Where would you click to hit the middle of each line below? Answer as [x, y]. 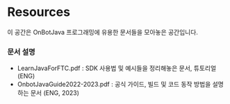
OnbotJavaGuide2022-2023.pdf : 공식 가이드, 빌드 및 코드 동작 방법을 [114, 85]
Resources [39, 12]
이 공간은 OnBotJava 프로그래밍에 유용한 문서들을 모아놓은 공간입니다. [102, 32]
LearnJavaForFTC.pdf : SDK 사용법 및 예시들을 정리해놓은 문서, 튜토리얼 [117, 68]
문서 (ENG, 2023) [55, 93]
